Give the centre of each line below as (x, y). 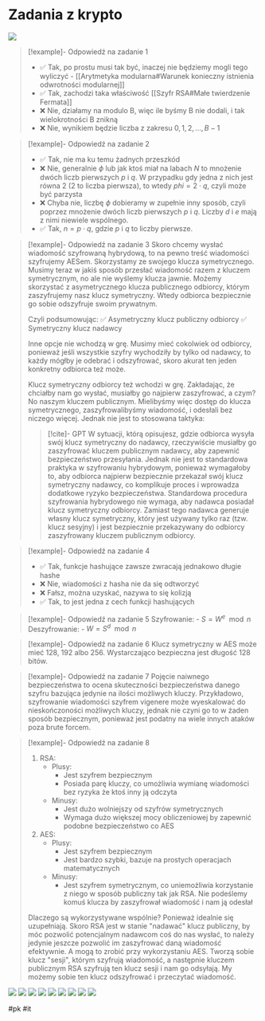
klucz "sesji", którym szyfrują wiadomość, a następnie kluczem (131, 960)
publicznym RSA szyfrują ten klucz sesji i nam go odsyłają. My (130, 968)
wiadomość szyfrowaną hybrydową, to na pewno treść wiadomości (138, 253)
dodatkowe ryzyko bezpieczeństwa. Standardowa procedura (148, 493)
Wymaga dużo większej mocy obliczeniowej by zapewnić (158, 818)
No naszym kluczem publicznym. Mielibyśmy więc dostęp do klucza (139, 401)
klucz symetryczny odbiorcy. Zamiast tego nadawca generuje (148, 510)
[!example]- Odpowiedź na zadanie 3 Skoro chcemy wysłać (126, 244)
